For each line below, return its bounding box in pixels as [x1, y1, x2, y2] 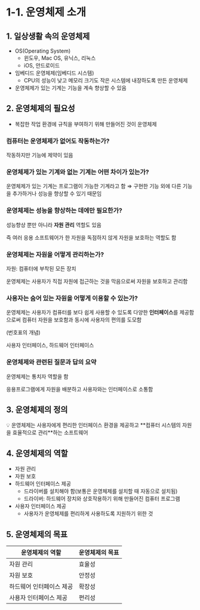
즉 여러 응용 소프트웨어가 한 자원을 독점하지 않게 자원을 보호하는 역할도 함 [6, 234, 177, 241]
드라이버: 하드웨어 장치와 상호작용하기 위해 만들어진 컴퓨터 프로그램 [23, 495, 180, 502]
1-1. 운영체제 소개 [6, 5, 87, 19]
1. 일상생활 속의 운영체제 [6, 31, 90, 41]
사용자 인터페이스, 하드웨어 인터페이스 [6, 342, 94, 349]
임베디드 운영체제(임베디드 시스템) [14, 69, 94, 76]
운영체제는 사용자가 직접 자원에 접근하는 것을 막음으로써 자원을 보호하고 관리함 [6, 278, 188, 284]
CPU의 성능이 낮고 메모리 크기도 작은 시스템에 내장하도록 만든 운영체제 [23, 77, 188, 84]
